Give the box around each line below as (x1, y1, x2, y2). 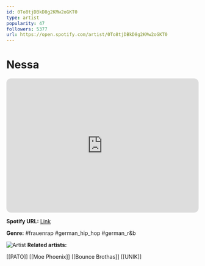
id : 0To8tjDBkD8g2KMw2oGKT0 (6, 9, 78, 15)
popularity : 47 (6, 20, 45, 26)
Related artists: (27, 242, 67, 249)
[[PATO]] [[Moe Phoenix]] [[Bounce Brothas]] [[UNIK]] (6, 253, 142, 261)
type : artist (6, 15, 40, 21)
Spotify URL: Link (6, 218, 51, 225)
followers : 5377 (6, 26, 48, 32)
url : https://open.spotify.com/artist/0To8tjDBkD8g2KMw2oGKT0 (6, 32, 168, 38)
